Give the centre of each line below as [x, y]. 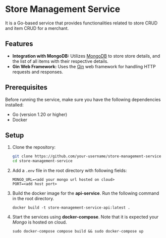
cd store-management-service [42, 161]
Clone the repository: [34, 147]
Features [19, 44]
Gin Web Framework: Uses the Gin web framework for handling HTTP [84, 66]
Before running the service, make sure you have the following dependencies [83, 99]
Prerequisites [26, 87]
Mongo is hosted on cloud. [40, 222]
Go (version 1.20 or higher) [40, 114]
